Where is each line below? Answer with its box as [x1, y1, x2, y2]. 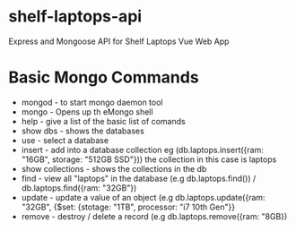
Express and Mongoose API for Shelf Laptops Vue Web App [8, 36, 230, 47]
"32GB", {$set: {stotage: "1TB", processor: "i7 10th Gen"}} [21, 201, 235, 212]
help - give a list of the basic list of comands [21, 115, 186, 126]
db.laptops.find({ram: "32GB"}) [21, 182, 137, 193]
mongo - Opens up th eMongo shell [21, 106, 153, 117]
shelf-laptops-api [8, 6, 143, 27]
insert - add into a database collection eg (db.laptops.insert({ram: [21, 144, 264, 155]
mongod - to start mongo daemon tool [21, 97, 163, 107]
